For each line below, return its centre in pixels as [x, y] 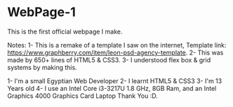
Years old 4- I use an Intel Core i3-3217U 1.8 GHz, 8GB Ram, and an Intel [112, 88]
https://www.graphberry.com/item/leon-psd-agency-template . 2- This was [115, 52]
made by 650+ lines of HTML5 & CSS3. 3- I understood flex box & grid [109, 59]
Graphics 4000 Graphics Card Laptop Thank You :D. [82, 96]
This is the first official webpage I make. [65, 31]
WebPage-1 [41, 12]
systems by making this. [42, 67]
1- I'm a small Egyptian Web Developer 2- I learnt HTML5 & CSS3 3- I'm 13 [115, 80]
